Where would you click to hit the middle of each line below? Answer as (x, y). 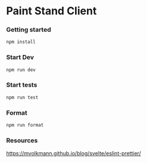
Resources (22, 140)
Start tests (22, 85)
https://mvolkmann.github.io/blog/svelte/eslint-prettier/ (73, 153)
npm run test (22, 97)
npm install (21, 42)
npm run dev (21, 70)
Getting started (29, 30)
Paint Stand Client (51, 11)
